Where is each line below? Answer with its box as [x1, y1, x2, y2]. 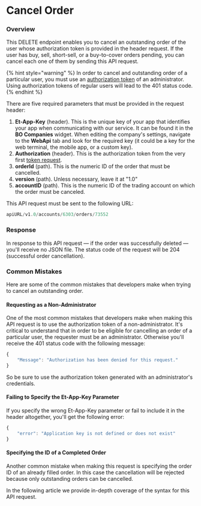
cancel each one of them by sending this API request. [6, 58, 139, 65]
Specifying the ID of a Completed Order [6, 449, 106, 456]
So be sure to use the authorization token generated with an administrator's [6, 373, 193, 381]
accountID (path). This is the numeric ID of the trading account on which [14, 182, 195, 189]
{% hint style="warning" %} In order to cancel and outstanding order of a [6, 70, 188, 77]
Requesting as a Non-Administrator [6, 301, 97, 308]
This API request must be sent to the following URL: [6, 200, 134, 207]
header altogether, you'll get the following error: [6, 413, 125, 420]
